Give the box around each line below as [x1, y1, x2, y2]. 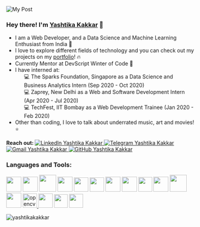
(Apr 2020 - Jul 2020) [23, 97, 79, 104]
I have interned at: [14, 66, 60, 74]
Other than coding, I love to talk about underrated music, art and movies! [14, 119, 195, 126]
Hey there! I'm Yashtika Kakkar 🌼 [6, 20, 104, 29]
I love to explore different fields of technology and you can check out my [14, 47, 195, 54]
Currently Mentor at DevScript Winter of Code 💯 [14, 60, 134, 67]
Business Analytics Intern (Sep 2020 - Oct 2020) [23, 81, 145, 89]
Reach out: [6, 140, 34, 147]
